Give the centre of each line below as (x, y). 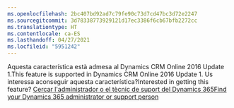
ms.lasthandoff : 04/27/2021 (49, 40)
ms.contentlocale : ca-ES (44, 34)
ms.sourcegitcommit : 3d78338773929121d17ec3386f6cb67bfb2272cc (103, 20)
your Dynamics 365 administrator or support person (83, 97)
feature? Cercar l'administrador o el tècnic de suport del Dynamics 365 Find (117, 89)
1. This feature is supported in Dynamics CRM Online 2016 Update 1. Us (110, 74)
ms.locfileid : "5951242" (44, 47)
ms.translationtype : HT (42, 27)
